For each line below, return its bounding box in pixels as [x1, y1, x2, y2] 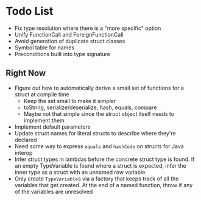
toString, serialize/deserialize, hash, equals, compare [23, 104, 157, 111]
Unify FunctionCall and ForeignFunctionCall [14, 30, 124, 38]
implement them [23, 116, 65, 124]
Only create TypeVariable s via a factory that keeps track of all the [14, 175, 179, 182]
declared [14, 136, 37, 143]
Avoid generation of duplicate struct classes [14, 37, 125, 45]
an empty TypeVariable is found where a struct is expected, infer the [14, 162, 186, 169]
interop [14, 149, 33, 156]
